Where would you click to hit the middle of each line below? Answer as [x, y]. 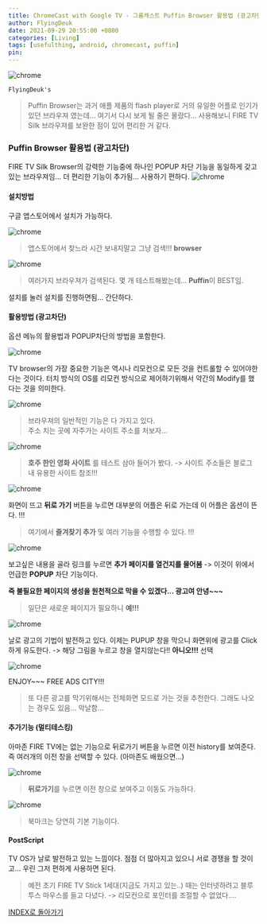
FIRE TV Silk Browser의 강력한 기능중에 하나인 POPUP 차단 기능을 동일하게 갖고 [133, 167]
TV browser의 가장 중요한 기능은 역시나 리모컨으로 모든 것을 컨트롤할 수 [119, 368]
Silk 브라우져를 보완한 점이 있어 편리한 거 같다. [99, 125]
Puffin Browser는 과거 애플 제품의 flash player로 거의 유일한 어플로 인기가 [143, 105]
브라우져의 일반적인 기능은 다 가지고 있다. [91, 420]
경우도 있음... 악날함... [70, 708]
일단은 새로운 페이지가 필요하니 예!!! [83, 608]
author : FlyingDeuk [41, 23]
